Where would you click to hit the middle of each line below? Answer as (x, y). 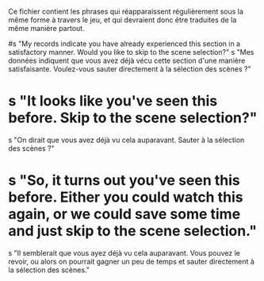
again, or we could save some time (124, 214)
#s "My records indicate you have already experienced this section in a (124, 44)
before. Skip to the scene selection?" (133, 118)
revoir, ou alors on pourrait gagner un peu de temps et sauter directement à (132, 261)
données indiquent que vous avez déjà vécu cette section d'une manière (127, 60)
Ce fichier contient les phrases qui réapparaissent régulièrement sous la (126, 12)
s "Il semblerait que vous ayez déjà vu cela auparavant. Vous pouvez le (124, 252)
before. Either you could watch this (126, 197)
